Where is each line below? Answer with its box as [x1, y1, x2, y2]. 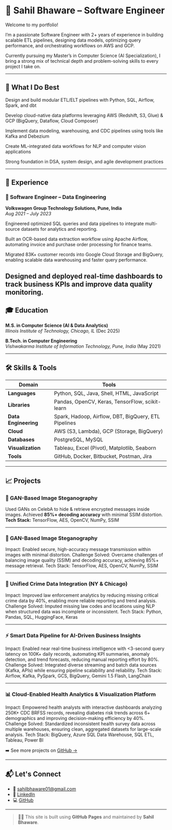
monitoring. [5, 288, 44, 297]
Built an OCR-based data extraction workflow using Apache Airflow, [5, 236, 148, 242]
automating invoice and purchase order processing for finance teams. [5, 242, 153, 248]
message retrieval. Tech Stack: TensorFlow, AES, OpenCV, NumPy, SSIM [5, 563, 159, 569]
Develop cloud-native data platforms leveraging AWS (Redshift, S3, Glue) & [5, 112, 164, 118]
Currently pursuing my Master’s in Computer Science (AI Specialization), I [5, 52, 161, 59]
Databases [8, 436, 35, 444]
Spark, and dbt [5, 102, 37, 108]
